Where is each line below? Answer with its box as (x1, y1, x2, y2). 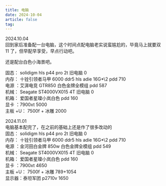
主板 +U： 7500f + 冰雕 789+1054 (5, 169, 77, 175)
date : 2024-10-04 (5, 12, 42, 17)
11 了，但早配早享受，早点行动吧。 (5, 48, 77, 54)
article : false (5, 17, 38, 22)
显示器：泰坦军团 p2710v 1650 (5, 175, 69, 181)
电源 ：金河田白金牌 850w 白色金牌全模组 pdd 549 (5, 143, 111, 149)
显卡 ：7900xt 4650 (5, 163, 47, 169)
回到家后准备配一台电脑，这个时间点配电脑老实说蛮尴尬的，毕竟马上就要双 (5, 42, 161, 48)
